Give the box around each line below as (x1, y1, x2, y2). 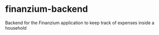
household (5, 25, 27, 31)
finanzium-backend (5, 3, 88, 15)
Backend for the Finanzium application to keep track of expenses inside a (5, 20, 155, 26)
